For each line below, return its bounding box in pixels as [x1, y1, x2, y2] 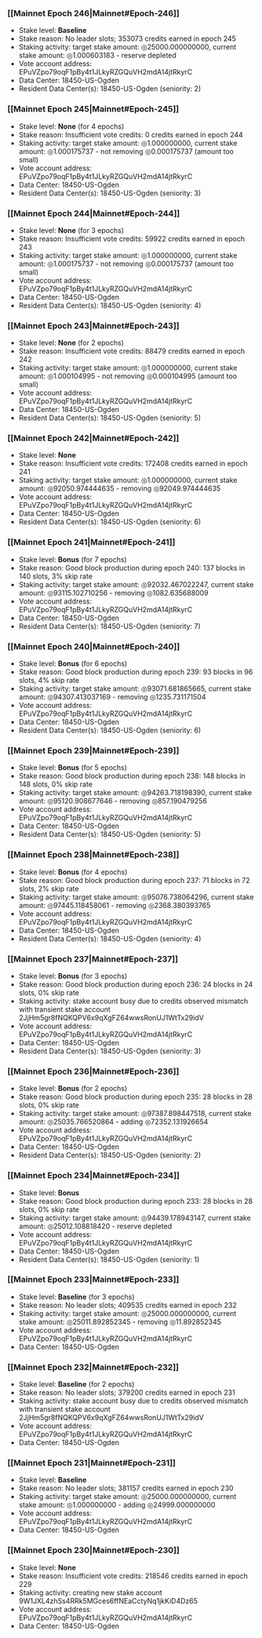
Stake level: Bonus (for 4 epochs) [18, 867, 128, 877]
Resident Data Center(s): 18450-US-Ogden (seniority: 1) [18, 1254, 200, 1264]
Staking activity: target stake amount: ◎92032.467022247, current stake [18, 579, 254, 589]
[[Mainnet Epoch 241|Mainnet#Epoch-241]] [7, 537, 176, 548]
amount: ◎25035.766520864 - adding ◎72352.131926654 [18, 1117, 209, 1126]
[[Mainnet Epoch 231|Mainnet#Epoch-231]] [7, 1457, 176, 1468]
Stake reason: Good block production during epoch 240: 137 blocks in [18, 563, 246, 572]
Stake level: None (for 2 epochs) [18, 338, 125, 348]
